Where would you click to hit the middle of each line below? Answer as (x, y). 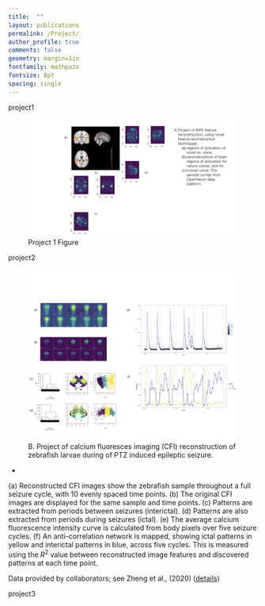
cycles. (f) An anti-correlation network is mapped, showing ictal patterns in (130, 536)
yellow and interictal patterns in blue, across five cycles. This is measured (129, 545)
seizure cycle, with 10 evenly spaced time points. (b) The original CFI (120, 494)
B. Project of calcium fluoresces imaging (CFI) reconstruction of (132, 447)
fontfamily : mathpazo (44, 67)
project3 (22, 593)
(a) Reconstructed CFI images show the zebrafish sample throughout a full (130, 486)
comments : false (35, 50)
